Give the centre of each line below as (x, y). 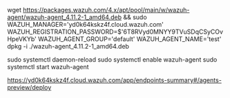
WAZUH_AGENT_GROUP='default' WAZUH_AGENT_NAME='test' (130, 39)
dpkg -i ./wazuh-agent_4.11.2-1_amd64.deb (68, 46)
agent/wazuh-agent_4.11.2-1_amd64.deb (65, 17)
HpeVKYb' (22, 39)
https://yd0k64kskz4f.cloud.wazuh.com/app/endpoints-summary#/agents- (115, 80)
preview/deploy (29, 87)
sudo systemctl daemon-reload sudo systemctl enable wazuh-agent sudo (112, 60)
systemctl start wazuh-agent (48, 67)
